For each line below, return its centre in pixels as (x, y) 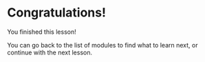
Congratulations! (57, 13)
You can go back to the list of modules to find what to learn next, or (102, 45)
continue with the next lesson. (50, 52)
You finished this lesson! (42, 32)
